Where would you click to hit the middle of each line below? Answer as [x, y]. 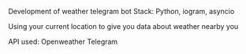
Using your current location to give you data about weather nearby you [123, 26]
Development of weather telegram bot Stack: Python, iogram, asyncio [121, 11]
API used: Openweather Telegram [63, 41]
